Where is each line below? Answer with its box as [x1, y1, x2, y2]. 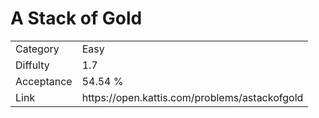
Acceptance [15, 74, 73, 88]
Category [15, 42, 60, 56]
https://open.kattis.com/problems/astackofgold [81, 90, 304, 104]
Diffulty [15, 58, 50, 72]
